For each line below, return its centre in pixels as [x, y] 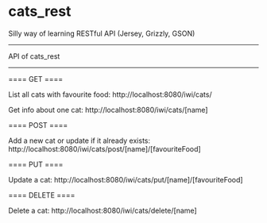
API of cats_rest [34, 56]
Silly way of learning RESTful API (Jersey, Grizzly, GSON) [102, 33]
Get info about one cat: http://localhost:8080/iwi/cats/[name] [108, 110]
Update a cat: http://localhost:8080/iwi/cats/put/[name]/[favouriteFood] [126, 179]
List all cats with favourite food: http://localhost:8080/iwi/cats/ [110, 94]
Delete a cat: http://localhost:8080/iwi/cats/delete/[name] [103, 210]
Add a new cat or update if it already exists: [79, 140]
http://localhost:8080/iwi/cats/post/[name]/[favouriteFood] [104, 148]
